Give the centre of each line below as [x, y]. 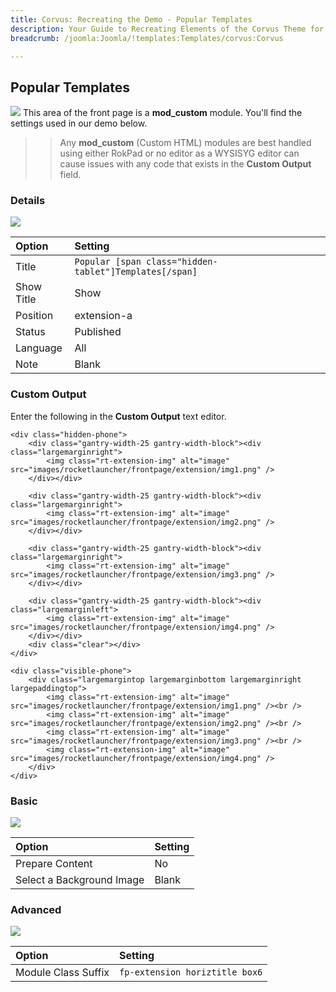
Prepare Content [54, 864]
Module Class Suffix [62, 973]
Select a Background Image [80, 880]
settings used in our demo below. [79, 123]
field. [70, 175]
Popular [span [108, 262]
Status [30, 332]
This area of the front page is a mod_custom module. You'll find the [162, 113]
